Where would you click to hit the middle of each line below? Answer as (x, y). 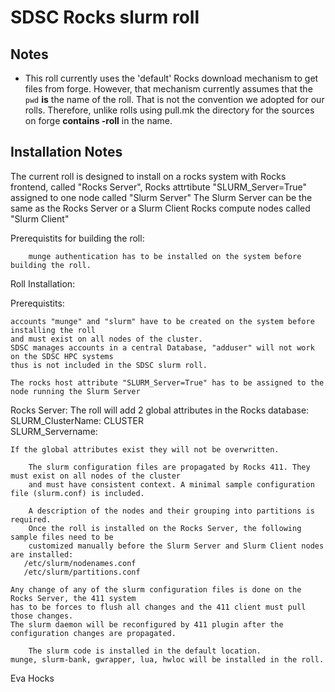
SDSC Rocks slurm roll (105, 17)
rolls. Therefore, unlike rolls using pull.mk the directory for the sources (169, 110)
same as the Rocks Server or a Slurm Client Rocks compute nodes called (160, 208)
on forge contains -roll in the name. (98, 120)
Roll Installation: (43, 283)
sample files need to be (62, 537)
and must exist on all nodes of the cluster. (106, 339)
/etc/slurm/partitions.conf (82, 572)
